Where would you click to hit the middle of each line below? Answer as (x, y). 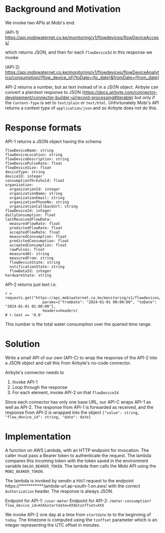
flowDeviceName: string (29, 150)
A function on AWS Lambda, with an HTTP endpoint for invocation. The (77, 450)
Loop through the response (40, 387)
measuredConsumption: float (38, 236)
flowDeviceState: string (35, 262)
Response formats (43, 128)
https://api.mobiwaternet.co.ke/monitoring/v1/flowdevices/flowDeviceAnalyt (82, 72)
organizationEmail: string (37, 198)
